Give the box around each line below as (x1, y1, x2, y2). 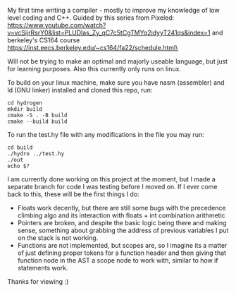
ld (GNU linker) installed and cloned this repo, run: (7, 86, 153, 94)
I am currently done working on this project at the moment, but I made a (7, 175, 216, 183)
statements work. (17, 264, 68, 272)
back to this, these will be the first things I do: (7, 190, 139, 198)
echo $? (7, 162, 30, 169)
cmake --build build (7, 118, 68, 125)
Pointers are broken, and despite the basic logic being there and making (17, 219, 227, 227)
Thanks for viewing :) (7, 277, 69, 285)
